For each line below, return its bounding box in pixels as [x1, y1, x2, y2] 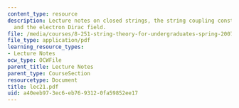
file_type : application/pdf [7, 37, 91, 44]
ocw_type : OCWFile [7, 57, 62, 64]
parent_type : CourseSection [7, 70, 91, 77]
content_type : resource [7, 10, 78, 18]
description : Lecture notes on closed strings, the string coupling [7, 17, 215, 24]
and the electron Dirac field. [14, 23, 107, 31]
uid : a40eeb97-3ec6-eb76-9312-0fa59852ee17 [7, 90, 139, 97]
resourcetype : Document [7, 76, 78, 84]
